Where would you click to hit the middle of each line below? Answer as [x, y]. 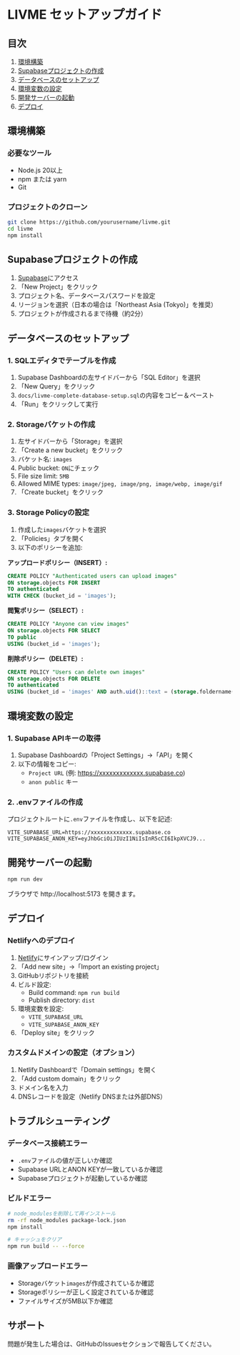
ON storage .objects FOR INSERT [54, 583]
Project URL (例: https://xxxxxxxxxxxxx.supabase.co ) [107, 773]
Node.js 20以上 [40, 170]
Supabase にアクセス [48, 278]
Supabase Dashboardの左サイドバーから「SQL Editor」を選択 [109, 377]
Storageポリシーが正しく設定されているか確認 [86, 1292]
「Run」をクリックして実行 [58, 404]
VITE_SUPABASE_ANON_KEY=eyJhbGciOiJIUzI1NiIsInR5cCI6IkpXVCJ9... [106, 839]
